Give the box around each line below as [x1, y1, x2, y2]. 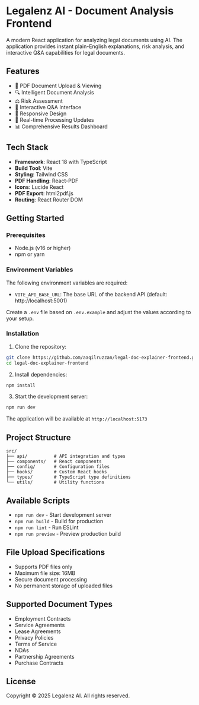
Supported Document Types [6, 599, 113, 609]
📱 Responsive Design [14, 110, 67, 117]
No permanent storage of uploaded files [14, 582, 113, 589]
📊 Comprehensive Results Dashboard [14, 123, 108, 130]
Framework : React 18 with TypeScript [14, 158, 107, 165]
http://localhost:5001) [14, 297, 68, 304]
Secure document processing [14, 576, 88, 583]
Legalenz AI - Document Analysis [6, 4, 174, 18]
